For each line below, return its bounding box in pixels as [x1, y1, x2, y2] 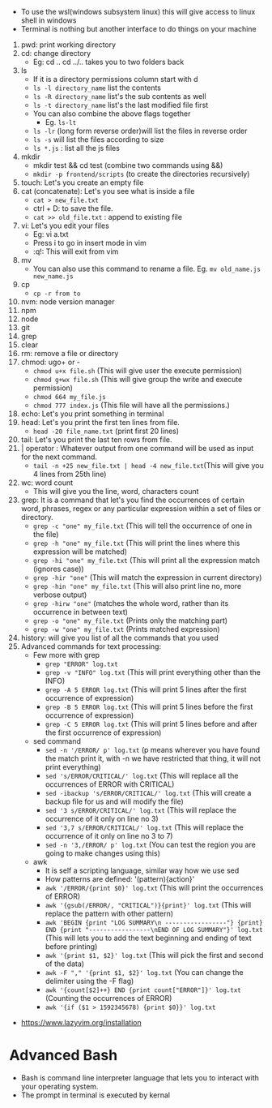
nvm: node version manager [20, 297, 115, 307]
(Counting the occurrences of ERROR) [45, 994, 172, 1003]
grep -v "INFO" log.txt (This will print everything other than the [45, 668, 261, 676]
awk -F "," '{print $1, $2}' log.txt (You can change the [45, 968, 244, 977]
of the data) [45, 959, 84, 968]
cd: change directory [20, 49, 91, 58]
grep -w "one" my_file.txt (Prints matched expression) [32, 625, 221, 633]
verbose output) [32, 590, 87, 599]
